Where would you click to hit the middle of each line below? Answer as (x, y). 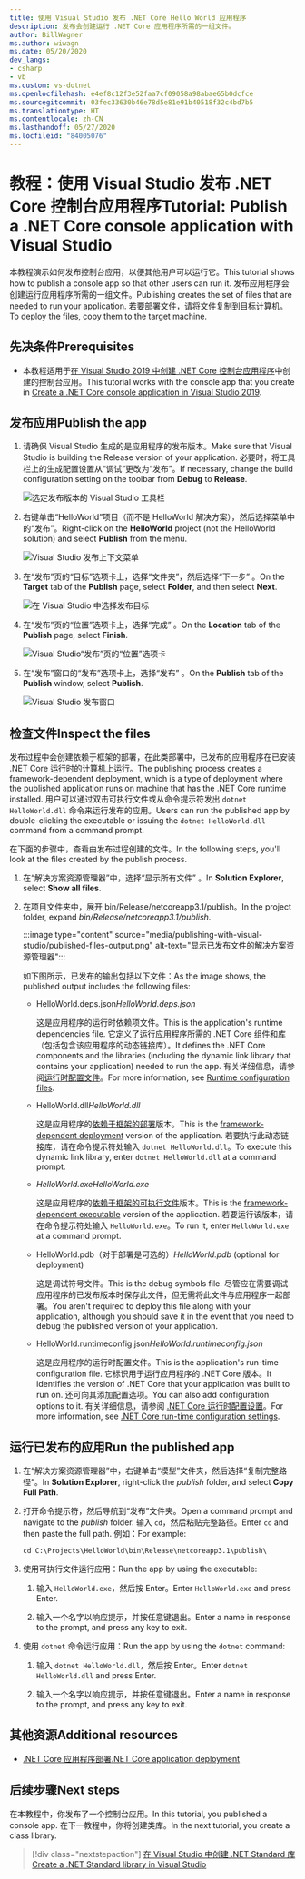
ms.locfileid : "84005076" (58, 136)
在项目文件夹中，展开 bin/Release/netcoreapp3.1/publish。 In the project (157, 907)
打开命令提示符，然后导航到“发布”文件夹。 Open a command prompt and (157, 1511)
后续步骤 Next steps (64, 1790)
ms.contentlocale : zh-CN (56, 119)
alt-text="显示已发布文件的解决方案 (221, 946)
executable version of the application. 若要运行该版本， (182, 1215)
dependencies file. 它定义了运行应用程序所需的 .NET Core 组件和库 (161, 1034)
